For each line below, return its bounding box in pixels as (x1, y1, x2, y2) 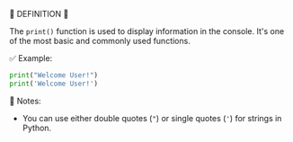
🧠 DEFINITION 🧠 (9, 9, 69, 19)
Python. (22, 122, 52, 133)
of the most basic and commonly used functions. (9, 36, 191, 46)
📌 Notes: (9, 95, 42, 106)
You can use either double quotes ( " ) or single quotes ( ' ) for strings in (22, 112, 282, 123)
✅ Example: (9, 53, 53, 63)
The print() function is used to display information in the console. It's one (9, 26, 285, 36)
